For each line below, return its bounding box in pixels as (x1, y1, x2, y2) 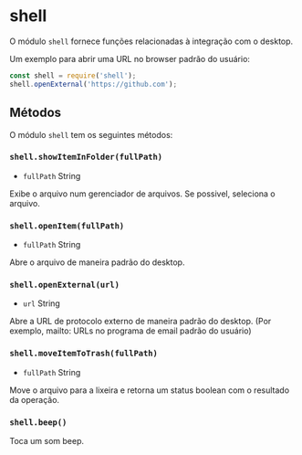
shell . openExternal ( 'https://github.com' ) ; (9, 79, 178, 89)
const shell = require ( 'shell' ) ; (9, 70, 137, 80)
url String (22, 298, 61, 309)
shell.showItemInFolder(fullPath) (9, 152, 162, 163)
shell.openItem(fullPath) (9, 220, 125, 231)
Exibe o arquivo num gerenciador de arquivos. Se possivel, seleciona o (9, 188, 276, 199)
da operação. (9, 394, 60, 405)
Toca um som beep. (9, 435, 85, 446)
